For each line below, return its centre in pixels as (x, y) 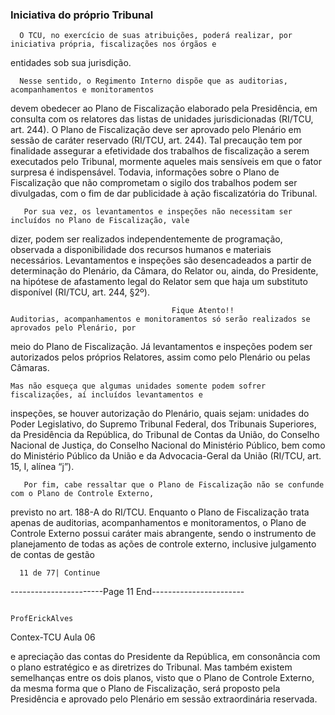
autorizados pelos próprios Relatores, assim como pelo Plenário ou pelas (160, 357)
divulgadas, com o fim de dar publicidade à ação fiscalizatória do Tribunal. (164, 194)
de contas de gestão (52, 555)
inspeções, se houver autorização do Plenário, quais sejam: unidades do (160, 414)
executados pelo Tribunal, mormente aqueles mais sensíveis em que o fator (166, 162)
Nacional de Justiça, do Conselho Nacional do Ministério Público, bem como (168, 445)
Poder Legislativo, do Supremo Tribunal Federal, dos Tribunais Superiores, (163, 424)
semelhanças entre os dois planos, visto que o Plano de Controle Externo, (162, 678)
